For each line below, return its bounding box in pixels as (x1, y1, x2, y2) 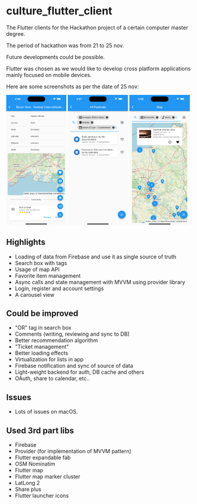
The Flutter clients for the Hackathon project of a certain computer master (6, 24, 189, 31)
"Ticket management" (14, 343, 69, 351)
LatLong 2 (14, 480, 40, 487)
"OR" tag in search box (14, 324, 72, 331)
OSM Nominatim (14, 460, 56, 468)
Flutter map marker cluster (14, 473, 81, 480)
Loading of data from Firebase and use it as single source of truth (14, 253, 177, 260)
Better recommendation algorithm (14, 337, 98, 344)
